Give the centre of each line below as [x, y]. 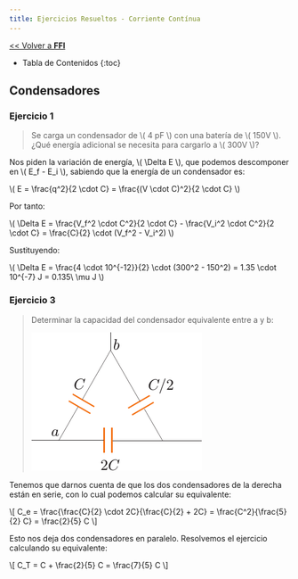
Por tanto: [28, 206]
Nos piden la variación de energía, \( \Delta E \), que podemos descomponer [149, 162]
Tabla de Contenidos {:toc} [72, 62]
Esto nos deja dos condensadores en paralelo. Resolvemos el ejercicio [138, 538]
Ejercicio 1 [32, 116]
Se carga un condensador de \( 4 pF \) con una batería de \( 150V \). [156, 136]
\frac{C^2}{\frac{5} [252, 511]
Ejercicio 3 [32, 301]
